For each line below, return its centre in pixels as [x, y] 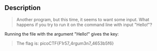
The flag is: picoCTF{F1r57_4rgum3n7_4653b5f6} [65, 43]
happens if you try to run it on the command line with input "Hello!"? [84, 25]
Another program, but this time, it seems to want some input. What [83, 19]
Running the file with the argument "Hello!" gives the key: [62, 34]
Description [23, 8]
